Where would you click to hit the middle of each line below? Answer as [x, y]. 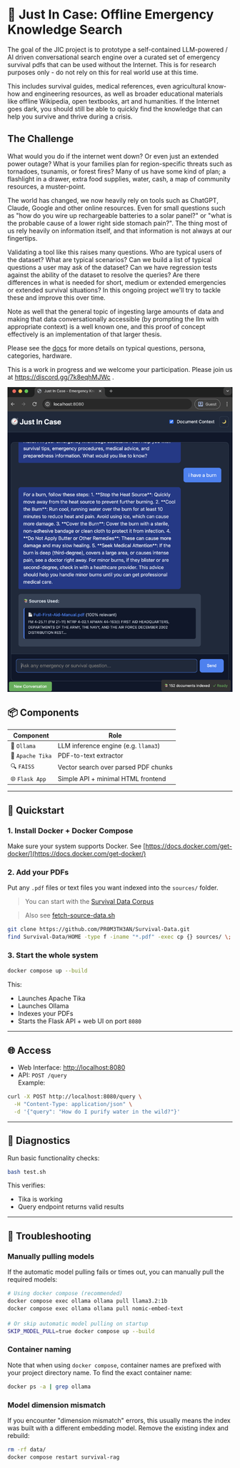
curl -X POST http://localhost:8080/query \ [75, 1097]
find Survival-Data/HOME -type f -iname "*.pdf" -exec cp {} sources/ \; [120, 937]
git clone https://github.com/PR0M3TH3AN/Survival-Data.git [99, 930]
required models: [32, 1280]
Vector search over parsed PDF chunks [115, 768]
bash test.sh [27, 1172]
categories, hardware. [40, 356]
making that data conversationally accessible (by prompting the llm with [113, 319]
